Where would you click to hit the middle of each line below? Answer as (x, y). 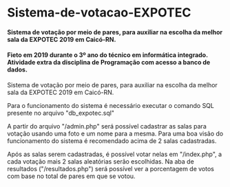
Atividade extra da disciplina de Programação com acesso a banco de (109, 63)
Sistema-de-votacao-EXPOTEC (99, 13)
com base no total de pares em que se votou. (71, 176)
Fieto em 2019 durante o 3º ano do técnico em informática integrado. (107, 55)
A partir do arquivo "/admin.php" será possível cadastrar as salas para (107, 126)
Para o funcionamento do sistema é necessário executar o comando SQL (111, 105)
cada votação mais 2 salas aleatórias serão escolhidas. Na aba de (101, 161)
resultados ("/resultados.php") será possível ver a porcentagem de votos (111, 168)
